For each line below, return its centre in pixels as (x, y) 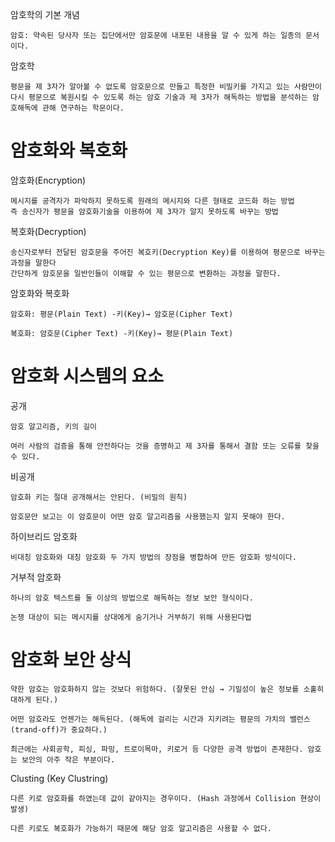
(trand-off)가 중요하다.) (59, 729)
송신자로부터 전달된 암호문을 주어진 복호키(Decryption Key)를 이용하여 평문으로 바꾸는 (168, 252)
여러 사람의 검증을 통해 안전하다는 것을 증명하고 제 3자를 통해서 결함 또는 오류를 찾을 (165, 446)
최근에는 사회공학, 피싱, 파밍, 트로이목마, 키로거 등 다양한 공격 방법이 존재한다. (157, 749)
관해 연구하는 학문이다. (83, 108)
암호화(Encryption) (48, 180)
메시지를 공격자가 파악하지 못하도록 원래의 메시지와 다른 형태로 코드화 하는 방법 (152, 201)
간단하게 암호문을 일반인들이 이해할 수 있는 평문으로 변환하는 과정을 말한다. (146, 273)
